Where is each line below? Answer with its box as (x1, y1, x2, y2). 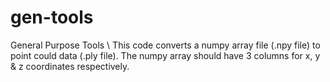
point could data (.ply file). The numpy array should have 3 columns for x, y (10, 49, 321, 61)
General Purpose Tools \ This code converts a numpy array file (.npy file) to (10, 39, 321, 51)
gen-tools (10, 6, 94, 29)
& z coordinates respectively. (10, 60, 130, 72)
